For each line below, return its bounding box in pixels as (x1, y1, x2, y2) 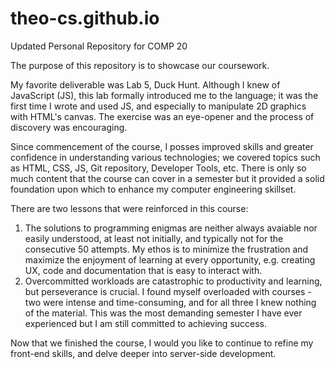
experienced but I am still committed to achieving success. (24, 317, 268, 329)
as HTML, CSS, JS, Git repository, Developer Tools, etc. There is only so (10, 162, 307, 174)
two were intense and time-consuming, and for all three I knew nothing (24, 296, 317, 308)
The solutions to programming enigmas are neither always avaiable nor (24, 222, 318, 234)
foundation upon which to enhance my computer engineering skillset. (10, 183, 297, 195)
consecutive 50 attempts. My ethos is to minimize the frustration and (24, 243, 309, 255)
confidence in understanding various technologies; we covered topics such (10, 151, 321, 163)
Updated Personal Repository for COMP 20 (10, 40, 188, 52)
